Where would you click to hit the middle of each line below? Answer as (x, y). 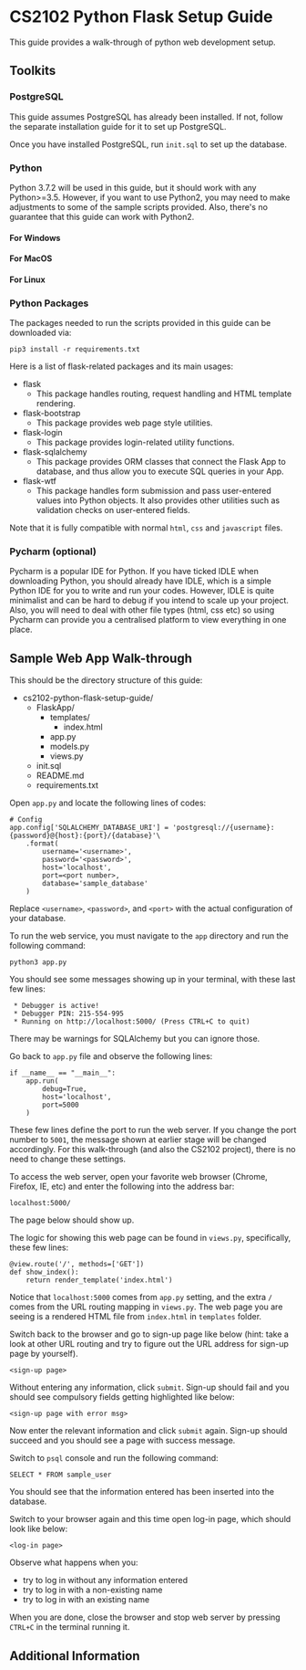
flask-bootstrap (51, 413)
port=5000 (61, 1105)
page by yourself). (44, 1354)
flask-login (43, 432)
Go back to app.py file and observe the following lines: (111, 1056)
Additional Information (75, 1656)
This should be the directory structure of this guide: (106, 680)
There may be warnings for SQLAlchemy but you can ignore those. (135, 1039)
